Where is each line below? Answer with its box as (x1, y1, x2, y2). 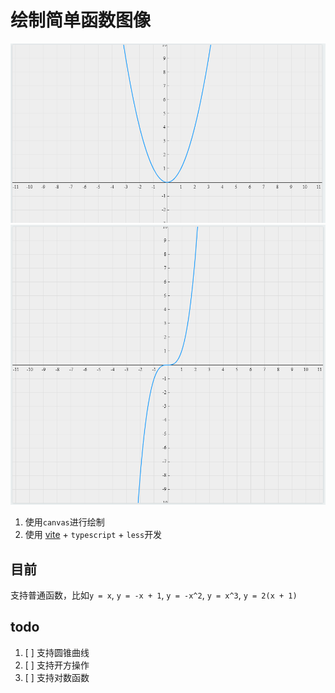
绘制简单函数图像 (10, 9, 152, 32)
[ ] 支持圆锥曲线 (24, 646, 90, 658)
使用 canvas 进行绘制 (24, 516, 105, 528)
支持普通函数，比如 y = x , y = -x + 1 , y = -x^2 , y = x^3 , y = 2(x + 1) (10, 589, 298, 601)
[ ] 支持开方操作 (24, 659, 90, 671)
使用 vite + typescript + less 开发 (24, 529, 163, 541)
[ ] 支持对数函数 (24, 671, 90, 683)
